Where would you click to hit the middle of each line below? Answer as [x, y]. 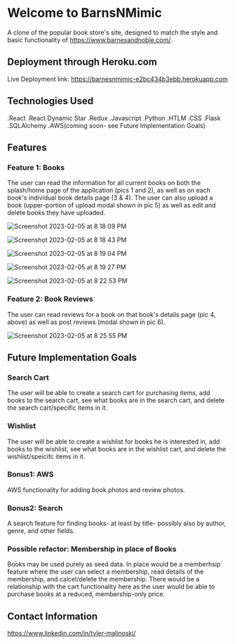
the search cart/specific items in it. [58, 408]
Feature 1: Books [36, 167]
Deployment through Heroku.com [82, 62]
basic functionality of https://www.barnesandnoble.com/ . [90, 39]
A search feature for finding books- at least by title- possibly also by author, [117, 523]
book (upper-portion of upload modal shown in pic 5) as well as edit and [112, 205]
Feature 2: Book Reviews [50, 299]
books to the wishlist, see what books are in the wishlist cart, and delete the [117, 449]
